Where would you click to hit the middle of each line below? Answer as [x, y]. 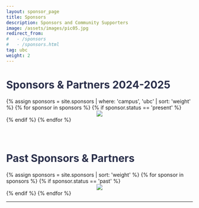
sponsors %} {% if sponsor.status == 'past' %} [63, 181]
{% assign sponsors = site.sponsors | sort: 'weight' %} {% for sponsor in [95, 174]
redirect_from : [25, 34]
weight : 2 [18, 56]
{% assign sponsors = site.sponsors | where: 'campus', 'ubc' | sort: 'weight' [99, 101]
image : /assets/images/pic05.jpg [47, 28]
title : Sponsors [26, 17]
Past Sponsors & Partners [70, 158]
